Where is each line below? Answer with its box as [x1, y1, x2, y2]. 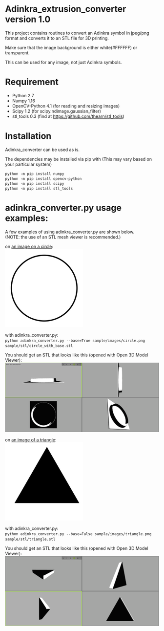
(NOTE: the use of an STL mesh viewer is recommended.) [5, 234, 121, 240]
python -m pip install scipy [5, 181, 64, 186]
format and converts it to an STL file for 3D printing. [5, 35, 109, 41]
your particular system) [5, 161, 52, 167]
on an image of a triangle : [5, 437, 57, 443]
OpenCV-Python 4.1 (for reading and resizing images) [12, 103, 120, 109]
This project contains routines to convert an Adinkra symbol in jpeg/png [5, 30, 150, 36]
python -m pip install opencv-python [5, 176, 82, 181]
